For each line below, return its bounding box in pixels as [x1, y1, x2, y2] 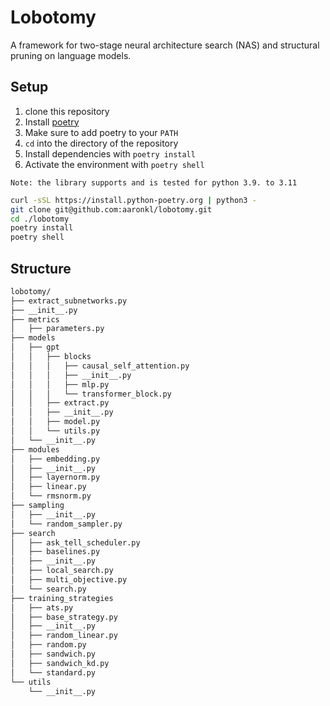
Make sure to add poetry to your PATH [24, 126, 179, 138]
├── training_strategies [10, 593, 114, 603]
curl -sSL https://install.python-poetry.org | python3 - [10, 195, 257, 205]
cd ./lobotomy [10, 214, 70, 224]
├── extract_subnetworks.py [10, 296, 128, 306]
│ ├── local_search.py [10, 566, 114, 576]
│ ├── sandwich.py [10, 649, 97, 660]
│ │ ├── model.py [10, 417, 101, 427]
